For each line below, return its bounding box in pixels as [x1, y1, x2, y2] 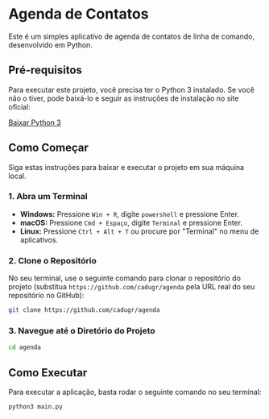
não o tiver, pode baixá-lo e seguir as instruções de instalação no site [8, 93, 239, 103]
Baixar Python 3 [8, 118, 62, 127]
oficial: [8, 102, 31, 111]
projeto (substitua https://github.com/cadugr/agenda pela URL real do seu [8, 282, 255, 292]
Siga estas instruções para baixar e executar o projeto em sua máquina [8, 162, 244, 172]
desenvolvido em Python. [8, 39, 93, 49]
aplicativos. [19, 234, 59, 244]
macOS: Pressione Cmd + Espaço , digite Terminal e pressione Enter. [19, 218, 243, 227]
